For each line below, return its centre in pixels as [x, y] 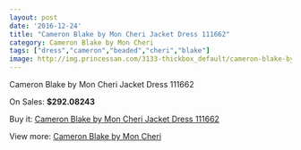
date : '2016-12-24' [46, 26]
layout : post [34, 17]
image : [21, 59]
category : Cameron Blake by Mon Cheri [82, 42]
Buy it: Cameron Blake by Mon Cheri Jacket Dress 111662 [114, 119]
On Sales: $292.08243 [52, 102]
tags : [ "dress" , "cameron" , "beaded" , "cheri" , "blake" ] [110, 51]
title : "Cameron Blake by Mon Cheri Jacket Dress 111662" [120, 34]
